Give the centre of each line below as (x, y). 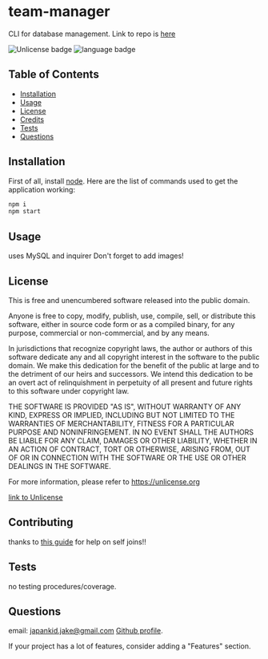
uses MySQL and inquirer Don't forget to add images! (96, 256)
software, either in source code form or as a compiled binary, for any (122, 324)
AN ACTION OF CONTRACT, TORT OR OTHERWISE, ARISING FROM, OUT (129, 449)
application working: (42, 189)
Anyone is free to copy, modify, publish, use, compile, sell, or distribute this (132, 316)
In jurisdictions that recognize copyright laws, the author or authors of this (130, 348)
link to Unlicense (36, 497)
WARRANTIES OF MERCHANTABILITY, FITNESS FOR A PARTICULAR (121, 423)
